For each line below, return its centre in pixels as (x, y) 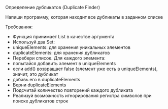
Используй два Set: (33, 42)
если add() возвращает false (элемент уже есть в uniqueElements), (85, 69)
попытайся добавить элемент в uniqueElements (64, 63)
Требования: (19, 27)
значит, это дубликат (35, 74)
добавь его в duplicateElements (46, 79)
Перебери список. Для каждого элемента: (59, 58)
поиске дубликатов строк (40, 101)
